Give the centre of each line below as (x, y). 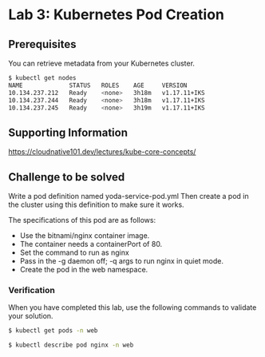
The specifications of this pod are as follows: (82, 220)
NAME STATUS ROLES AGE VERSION (98, 85)
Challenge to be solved (67, 177)
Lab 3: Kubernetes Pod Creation (117, 15)
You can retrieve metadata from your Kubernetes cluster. (102, 63)
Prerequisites (42, 44)
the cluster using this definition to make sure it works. (97, 204)
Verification (32, 290)
